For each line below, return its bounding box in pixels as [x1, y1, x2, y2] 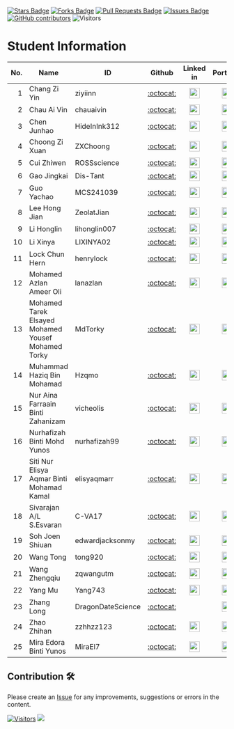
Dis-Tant [75, 171, 104, 180]
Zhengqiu [29, 573, 61, 583]
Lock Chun [29, 249, 65, 259]
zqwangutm [75, 568, 114, 578]
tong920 [75, 552, 104, 562]
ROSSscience [75, 157, 120, 167]
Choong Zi [29, 136, 64, 146]
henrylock [75, 253, 108, 263]
